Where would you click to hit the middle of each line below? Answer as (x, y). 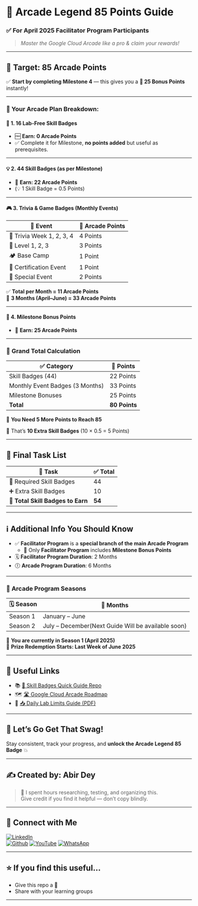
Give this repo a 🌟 (36, 885)
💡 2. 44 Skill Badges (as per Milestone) (55, 169)
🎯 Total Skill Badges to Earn (49, 501)
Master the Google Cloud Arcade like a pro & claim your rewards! (100, 43)
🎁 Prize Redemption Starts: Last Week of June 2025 (71, 647)
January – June (64, 616)
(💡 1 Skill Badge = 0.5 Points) (49, 188)
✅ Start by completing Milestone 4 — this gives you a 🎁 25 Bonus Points (95, 81)
